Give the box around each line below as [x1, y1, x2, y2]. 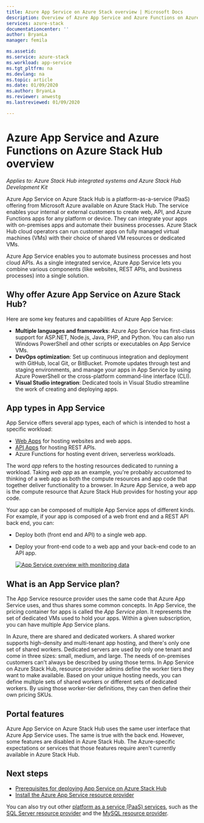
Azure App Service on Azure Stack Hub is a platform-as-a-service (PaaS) [6, 195, 190, 202]
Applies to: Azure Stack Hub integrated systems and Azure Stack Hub [6, 177, 182, 184]
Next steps [6, 769, 49, 779]
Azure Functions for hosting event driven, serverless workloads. [15, 451, 176, 458]
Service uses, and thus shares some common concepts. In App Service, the [6, 602, 196, 609]
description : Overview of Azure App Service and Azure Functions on [6, 15, 183, 21]
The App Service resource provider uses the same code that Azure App [6, 595, 186, 602]
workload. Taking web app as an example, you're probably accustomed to [6, 469, 192, 476]
